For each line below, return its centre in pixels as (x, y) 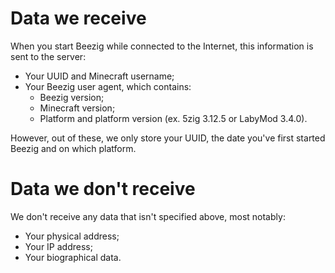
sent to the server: (48, 56)
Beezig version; (72, 97)
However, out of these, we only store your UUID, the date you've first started (168, 138)
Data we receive (78, 18)
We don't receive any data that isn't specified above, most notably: (148, 216)
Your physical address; (72, 236)
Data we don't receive (103, 189)
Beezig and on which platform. (73, 148)
